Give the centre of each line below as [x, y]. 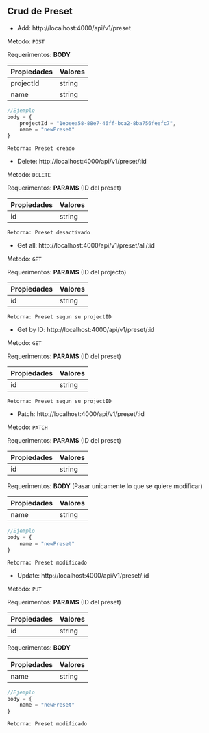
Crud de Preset [40, 11]
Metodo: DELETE [29, 175]
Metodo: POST [26, 41]
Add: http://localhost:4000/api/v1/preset [74, 28]
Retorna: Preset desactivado [49, 233]
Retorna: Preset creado [41, 149]
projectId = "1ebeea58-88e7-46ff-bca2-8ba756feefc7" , [98, 123]
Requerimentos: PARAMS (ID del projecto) [67, 272]
